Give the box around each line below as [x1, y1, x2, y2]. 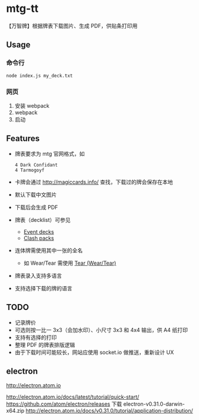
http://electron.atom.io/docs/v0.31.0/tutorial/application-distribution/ [26, 407, 193, 415]
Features [6, 133, 40, 144]
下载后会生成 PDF [14, 203, 58, 211]
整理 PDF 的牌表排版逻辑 [14, 341, 75, 348]
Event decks [23, 228, 55, 235]
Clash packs [23, 234, 55, 242]
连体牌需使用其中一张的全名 [14, 246, 83, 254]
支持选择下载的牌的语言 [14, 284, 72, 292]
